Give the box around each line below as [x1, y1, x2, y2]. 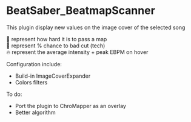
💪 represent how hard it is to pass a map [6, 35, 107, 42]
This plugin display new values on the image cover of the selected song [6, 24, 186, 31]
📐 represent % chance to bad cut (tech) [6, 42, 106, 49]
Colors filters [15, 78, 48, 86]
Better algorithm [15, 109, 56, 116]
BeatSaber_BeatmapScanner [6, 4, 156, 18]
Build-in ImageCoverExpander [15, 72, 91, 80]
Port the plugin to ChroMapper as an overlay [15, 102, 126, 109]
